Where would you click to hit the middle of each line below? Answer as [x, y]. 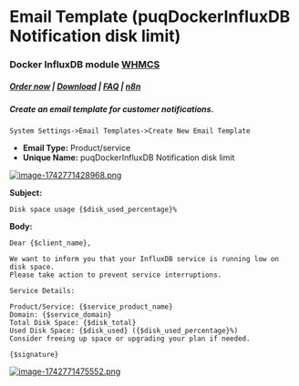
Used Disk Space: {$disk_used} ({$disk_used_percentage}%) [124, 331]
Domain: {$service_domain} [61, 315]
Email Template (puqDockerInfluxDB [150, 17]
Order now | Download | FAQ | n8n [75, 86]
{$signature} [34, 355]
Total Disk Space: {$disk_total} [73, 323]
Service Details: [42, 291]
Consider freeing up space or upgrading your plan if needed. [130, 339]
